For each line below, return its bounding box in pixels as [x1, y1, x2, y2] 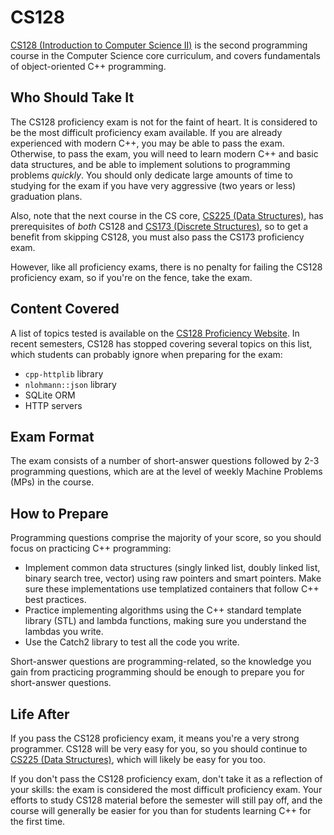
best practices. [24, 594, 87, 606]
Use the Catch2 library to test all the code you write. [24, 636, 240, 648]
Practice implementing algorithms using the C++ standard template [24, 604, 302, 616]
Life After [10, 706, 70, 723]
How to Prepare [10, 505, 109, 522]
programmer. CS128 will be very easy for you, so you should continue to [10, 743, 308, 755]
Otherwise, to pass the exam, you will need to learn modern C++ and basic [10, 147, 319, 160]
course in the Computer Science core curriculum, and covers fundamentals [10, 49, 321, 61]
